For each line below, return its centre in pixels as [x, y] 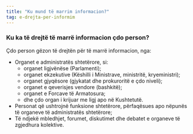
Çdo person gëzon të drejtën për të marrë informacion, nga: [79, 50]
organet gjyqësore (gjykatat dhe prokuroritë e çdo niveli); [93, 81]
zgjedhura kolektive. [39, 125]
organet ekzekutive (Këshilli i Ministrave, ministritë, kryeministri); [102, 74]
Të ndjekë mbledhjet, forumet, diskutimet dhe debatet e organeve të [97, 118]
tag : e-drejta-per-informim [41, 17]
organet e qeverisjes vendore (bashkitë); [73, 87]
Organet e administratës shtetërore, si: [61, 62]
